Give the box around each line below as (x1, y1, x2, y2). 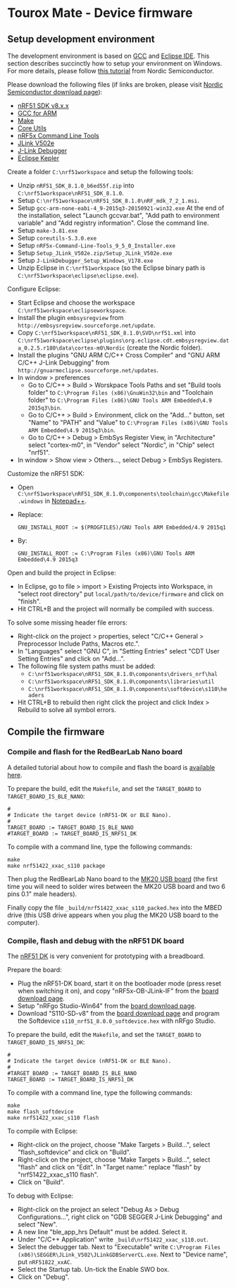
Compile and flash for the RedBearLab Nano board (7, 747, 183, 757)
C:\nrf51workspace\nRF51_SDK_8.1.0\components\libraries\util (27, 678, 215, 685)
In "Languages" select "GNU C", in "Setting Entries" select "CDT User (17, 647, 220, 655)
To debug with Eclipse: (7, 1191, 74, 1200)
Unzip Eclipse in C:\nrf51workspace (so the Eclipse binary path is (17, 264, 206, 272)
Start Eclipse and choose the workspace (17, 298, 135, 307)
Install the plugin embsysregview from (17, 314, 124, 321)
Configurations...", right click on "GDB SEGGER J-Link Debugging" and (17, 1213, 223, 1221)
